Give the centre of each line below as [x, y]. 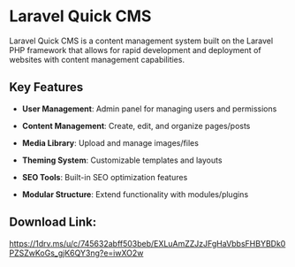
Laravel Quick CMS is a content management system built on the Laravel [141, 41]
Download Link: [53, 222]
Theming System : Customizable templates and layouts [122, 160]
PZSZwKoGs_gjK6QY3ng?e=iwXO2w [76, 253]
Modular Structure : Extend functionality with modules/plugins [135, 194]
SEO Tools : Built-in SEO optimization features [105, 177]
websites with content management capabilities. [97, 59]
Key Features [46, 87]
